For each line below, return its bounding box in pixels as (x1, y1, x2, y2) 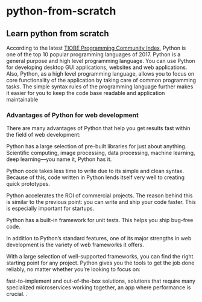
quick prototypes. (6, 180, 50, 188)
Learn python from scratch (6, 28, 110, 39)
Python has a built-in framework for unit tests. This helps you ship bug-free (6, 217, 194, 224)
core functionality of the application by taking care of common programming (6, 77, 197, 84)
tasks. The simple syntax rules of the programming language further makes (6, 83, 194, 90)
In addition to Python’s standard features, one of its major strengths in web (6, 235, 192, 242)
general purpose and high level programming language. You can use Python (6, 57, 195, 64)
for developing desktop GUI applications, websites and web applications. (6, 64, 188, 71)
